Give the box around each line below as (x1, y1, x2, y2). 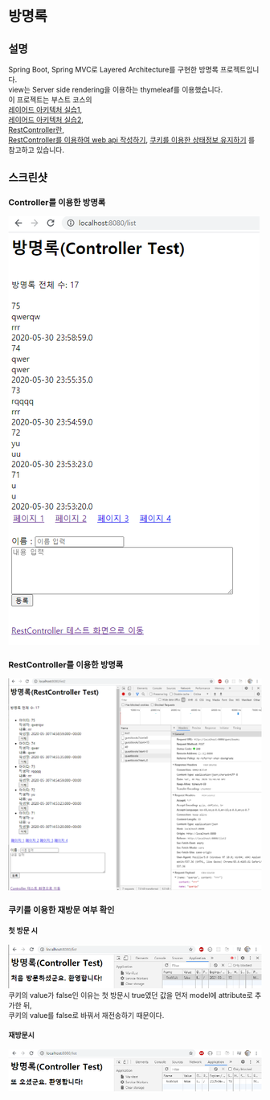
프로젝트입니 (219, 65, 260, 74)
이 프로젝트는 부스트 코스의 (8, 95, 92, 105)
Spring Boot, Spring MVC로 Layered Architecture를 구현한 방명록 (8, 65, 219, 74)
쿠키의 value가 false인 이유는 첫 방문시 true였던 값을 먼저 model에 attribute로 (8, 990, 253, 999)
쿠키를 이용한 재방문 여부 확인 (8, 904, 115, 915)
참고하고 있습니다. (8, 146, 65, 154)
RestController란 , (8, 125, 64, 134)
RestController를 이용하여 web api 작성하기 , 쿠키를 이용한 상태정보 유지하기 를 (8, 135, 256, 145)
